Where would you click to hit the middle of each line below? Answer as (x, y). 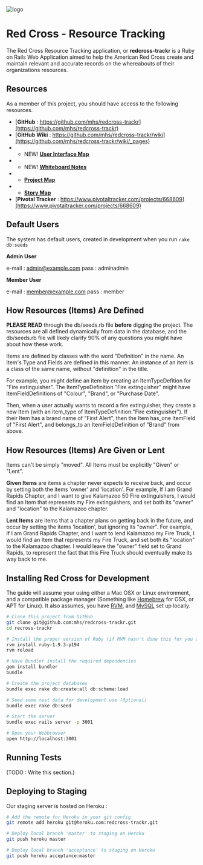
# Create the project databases (47, 683)
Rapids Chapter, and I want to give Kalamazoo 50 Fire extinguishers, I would (101, 496)
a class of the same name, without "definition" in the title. (78, 369)
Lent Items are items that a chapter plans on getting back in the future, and (100, 521)
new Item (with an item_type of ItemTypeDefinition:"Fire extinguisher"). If (97, 412)
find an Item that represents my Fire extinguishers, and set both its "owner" (100, 503)
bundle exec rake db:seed (39, 706)
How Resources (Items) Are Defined (75, 310)
